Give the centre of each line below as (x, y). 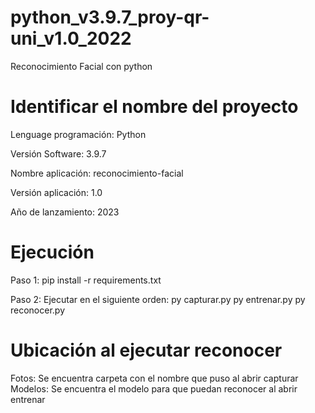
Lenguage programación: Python (78, 134)
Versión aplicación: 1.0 (56, 192)
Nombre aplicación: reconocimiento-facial (97, 173)
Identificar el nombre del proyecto (154, 107)
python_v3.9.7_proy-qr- (110, 17)
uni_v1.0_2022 (71, 38)
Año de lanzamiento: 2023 (65, 212)
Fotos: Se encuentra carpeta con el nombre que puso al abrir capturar (154, 378)
